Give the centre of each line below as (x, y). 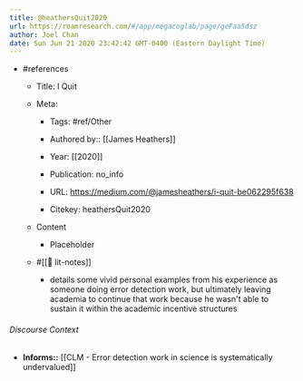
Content (51, 227)
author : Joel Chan (44, 34)
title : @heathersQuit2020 (58, 18)
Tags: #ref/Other (81, 122)
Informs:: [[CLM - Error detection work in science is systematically (148, 357)
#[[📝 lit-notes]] (64, 262)
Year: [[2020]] (76, 157)
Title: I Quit (56, 86)
